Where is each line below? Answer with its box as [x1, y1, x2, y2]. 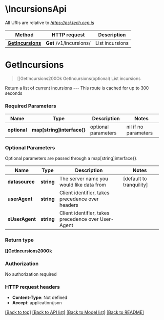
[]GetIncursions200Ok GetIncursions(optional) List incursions [17, 75, 141, 81]
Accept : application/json [12, 300, 62, 306]
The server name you [59, 175, 108, 182]
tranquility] [123, 182, 148, 188]
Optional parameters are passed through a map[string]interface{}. [5, 156, 138, 161]
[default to [123, 175, 147, 182]
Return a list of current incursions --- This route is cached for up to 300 [5, 85, 149, 91]
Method [15, 31, 34, 38]
